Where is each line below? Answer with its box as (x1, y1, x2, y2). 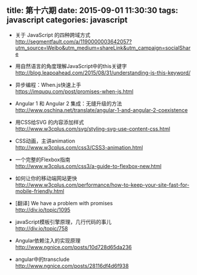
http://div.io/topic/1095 (15, 206, 71, 213)
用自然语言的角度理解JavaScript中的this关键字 (15, 62, 127, 69)
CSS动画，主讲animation (15, 137, 76, 144)
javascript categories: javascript (6, 15, 128, 25)
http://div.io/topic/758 (15, 225, 68, 232)
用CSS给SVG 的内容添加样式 (15, 118, 84, 125)
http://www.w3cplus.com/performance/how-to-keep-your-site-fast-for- (15, 181, 190, 188)
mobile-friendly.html (15, 187, 64, 195)
